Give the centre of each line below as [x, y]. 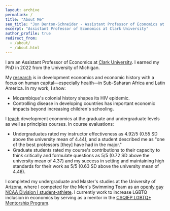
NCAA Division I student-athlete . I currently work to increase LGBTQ [76, 192]
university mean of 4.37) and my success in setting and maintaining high [89, 161]
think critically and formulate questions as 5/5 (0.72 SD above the [81, 155]
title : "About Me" [25, 19]
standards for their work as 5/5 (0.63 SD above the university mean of [86, 166]
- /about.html [25, 48]
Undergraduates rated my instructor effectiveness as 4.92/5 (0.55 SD [85, 134]
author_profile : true [28, 33]
